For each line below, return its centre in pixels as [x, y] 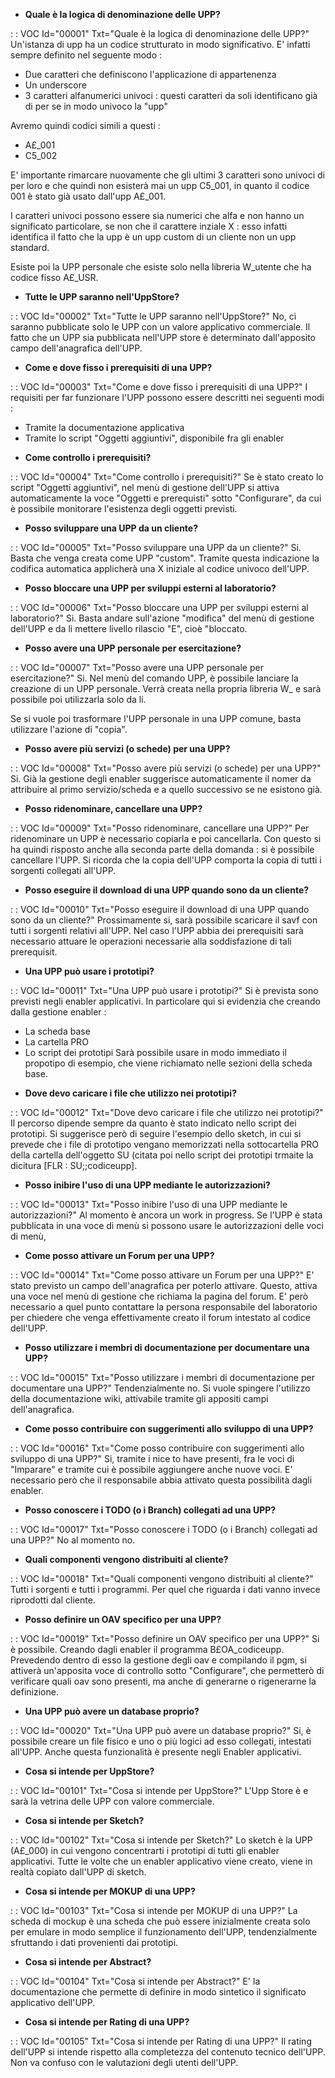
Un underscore [55, 85]
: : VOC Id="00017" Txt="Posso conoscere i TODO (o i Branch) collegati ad [164, 1529]
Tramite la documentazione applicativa [104, 427]
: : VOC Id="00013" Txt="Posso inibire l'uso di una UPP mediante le [149, 1204]
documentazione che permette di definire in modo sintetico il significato [158, 1992]
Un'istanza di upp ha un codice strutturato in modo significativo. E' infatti [160, 44]
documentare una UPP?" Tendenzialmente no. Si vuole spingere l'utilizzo [160, 1388]
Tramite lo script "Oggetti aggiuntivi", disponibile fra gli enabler [154, 438]
